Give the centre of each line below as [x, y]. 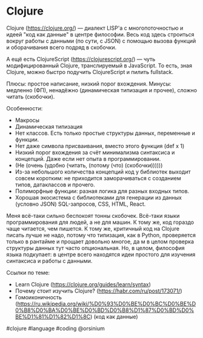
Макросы [27, 120]
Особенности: [25, 108]
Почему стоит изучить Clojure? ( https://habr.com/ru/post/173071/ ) [99, 291]
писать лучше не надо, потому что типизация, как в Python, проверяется [101, 235]
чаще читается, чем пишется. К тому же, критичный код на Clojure [93, 228]
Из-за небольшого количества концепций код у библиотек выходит [103, 172]
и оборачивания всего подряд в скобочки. [62, 47]
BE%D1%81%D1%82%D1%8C [53, 316]
